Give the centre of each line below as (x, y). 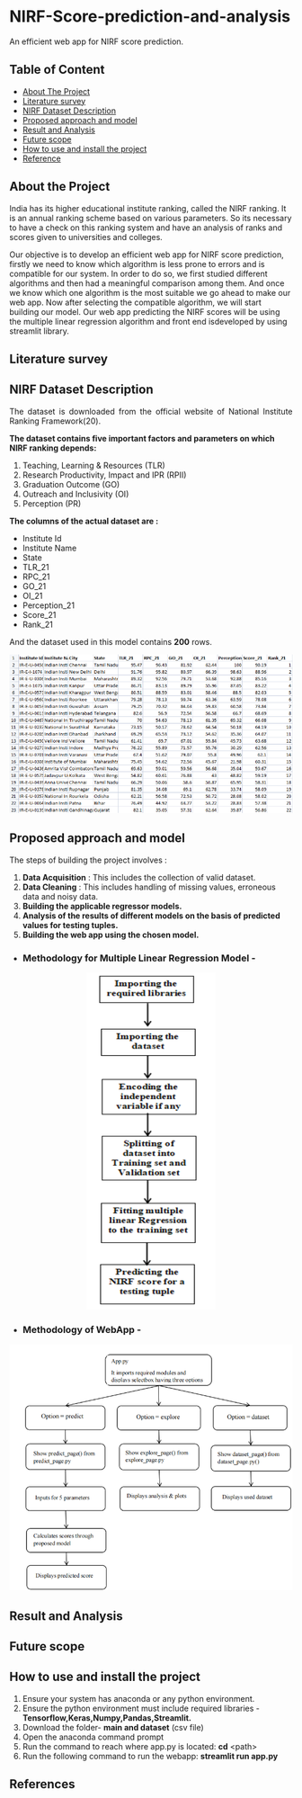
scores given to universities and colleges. (86, 237)
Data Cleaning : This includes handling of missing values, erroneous (149, 887)
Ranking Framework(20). (55, 421)
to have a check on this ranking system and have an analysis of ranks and (146, 228)
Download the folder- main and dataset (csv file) (113, 1727)
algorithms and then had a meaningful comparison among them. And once (147, 283)
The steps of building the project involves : (89, 860)
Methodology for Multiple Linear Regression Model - (139, 958)
